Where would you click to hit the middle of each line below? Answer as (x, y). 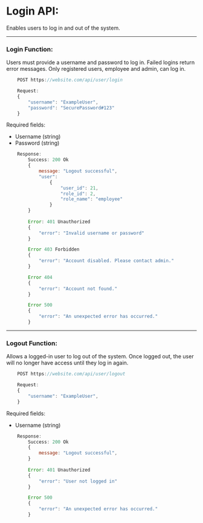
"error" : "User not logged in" (78, 481)
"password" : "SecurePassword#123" (71, 108)
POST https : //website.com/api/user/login (70, 80)
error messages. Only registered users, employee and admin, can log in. (96, 69)
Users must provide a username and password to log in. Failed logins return (101, 62)
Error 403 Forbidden (54, 249)
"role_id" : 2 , (78, 194)
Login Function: (30, 49)
